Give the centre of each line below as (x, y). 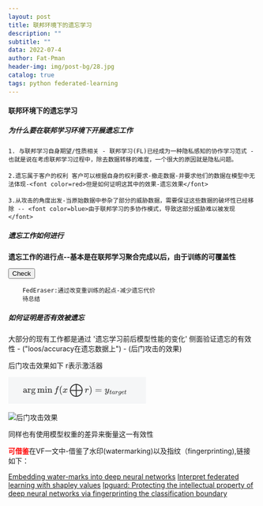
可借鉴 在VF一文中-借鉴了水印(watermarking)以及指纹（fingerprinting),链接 (130, 451)
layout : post (30, 17)
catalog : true (32, 75)
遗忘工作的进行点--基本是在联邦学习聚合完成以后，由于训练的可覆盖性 (122, 257)
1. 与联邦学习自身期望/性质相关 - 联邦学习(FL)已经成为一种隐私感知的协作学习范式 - (131, 151)
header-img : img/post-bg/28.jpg (61, 67)
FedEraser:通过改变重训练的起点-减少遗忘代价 (89, 291)
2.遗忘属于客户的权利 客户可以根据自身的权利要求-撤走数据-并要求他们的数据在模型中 (129, 176)
